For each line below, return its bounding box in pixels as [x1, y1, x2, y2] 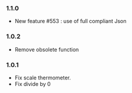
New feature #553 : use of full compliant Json [14, 18, 127, 25]
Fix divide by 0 [14, 80, 51, 87]
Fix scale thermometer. [14, 74, 71, 81]
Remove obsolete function [14, 46, 79, 53]
